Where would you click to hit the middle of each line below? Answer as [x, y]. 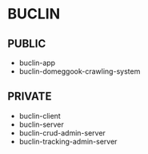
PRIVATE [30, 97]
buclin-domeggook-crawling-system [80, 71]
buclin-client [40, 115]
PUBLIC [27, 44]
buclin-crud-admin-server [62, 132]
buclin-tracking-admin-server [68, 141]
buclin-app [37, 63]
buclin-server [42, 124]
